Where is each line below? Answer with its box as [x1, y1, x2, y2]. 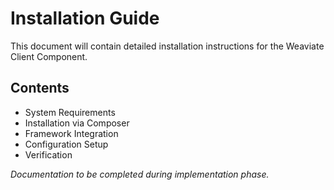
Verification [24, 148, 73, 161]
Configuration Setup [24, 138, 109, 150]
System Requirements [24, 106, 116, 118]
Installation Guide [10, 7, 160, 30]
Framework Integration [24, 127, 119, 139]
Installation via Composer [24, 117, 130, 129]
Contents [10, 80, 70, 97]
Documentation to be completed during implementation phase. [10, 168, 270, 180]
